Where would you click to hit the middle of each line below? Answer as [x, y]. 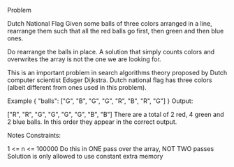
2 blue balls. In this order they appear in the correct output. [92, 122]
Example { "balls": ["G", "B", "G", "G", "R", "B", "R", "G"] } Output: [100, 101]
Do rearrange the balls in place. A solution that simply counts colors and [111, 52]
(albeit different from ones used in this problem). [77, 87]
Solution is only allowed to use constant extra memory [85, 156]
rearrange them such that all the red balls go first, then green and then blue [116, 31]
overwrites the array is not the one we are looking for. [85, 59]
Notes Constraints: [34, 135]
